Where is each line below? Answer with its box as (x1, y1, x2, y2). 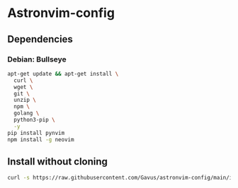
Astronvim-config (7, 5, 115, 21)
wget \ (13, 83, 33, 90)
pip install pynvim (7, 129, 65, 136)
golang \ (13, 110, 40, 117)
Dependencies (7, 33, 73, 45)
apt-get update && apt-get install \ (7, 70, 119, 77)
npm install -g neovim (7, 136, 74, 143)
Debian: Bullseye (7, 54, 67, 64)
